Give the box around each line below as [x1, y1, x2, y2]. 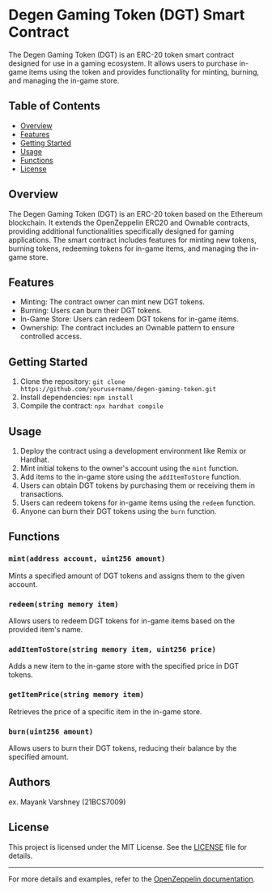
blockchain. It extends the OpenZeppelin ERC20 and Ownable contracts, [8, 218, 250, 227]
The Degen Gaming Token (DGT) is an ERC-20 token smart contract [8, 50, 235, 59]
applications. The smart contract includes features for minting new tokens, [8, 235, 257, 244]
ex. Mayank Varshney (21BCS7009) [8, 797, 126, 807]
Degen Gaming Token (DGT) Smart [8, 6, 245, 24]
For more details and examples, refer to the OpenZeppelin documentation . [8, 874, 256, 884]
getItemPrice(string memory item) [8, 690, 144, 700]
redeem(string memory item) [8, 599, 119, 609]
